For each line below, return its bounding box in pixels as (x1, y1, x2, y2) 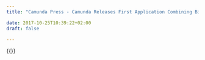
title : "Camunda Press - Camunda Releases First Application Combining (6, 8, 192, 15)
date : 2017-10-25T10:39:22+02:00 (6, 19, 92, 26)
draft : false (6, 25, 40, 32)
